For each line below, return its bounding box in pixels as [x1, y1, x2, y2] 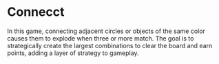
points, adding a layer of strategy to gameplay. [7, 49, 139, 57]
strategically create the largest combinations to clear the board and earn [7, 41, 213, 50]
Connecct [7, 4, 65, 20]
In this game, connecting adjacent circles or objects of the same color [7, 27, 205, 35]
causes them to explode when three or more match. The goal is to [7, 34, 194, 42]
